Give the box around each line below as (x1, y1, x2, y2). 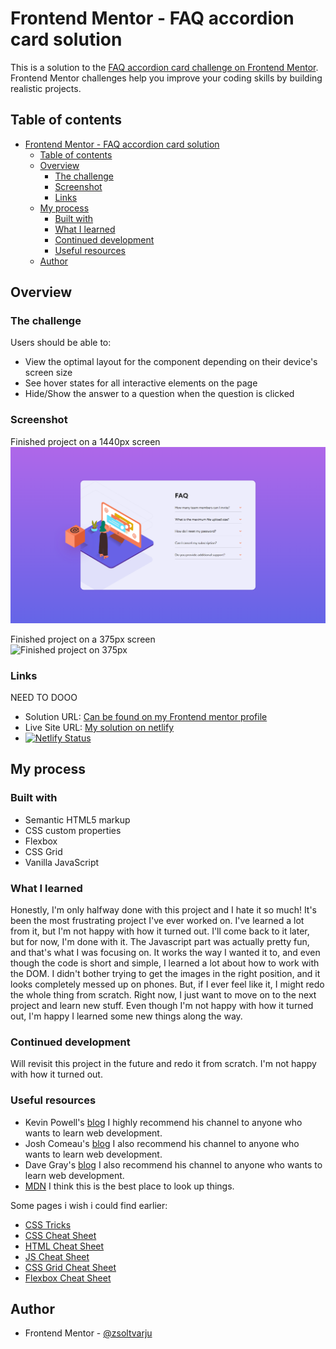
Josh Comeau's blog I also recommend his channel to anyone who (24, 1137, 300, 1149)
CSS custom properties (24, 824, 122, 836)
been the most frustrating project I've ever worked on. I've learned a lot (10, 915, 305, 927)
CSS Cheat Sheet (24, 1229, 97, 1241)
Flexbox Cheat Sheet (24, 1272, 112, 1284)
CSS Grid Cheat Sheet (24, 1261, 117, 1273)
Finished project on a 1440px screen (10, 435, 161, 447)
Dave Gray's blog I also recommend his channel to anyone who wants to (24, 1158, 323, 1171)
